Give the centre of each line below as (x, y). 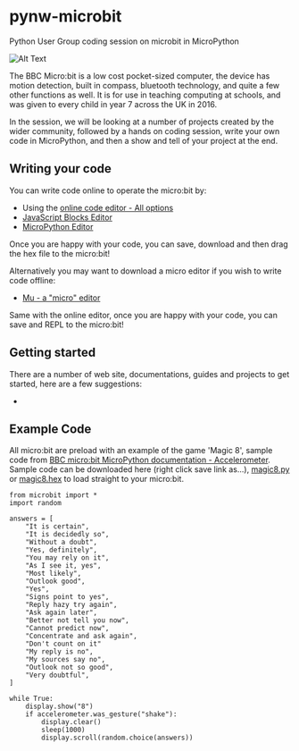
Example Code (50, 429)
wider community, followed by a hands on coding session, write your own (145, 131)
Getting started (53, 353)
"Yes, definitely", (62, 550)
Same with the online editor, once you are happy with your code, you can (144, 315)
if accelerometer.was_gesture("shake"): (101, 714)
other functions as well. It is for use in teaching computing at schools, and (145, 95)
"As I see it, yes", (63, 566)
